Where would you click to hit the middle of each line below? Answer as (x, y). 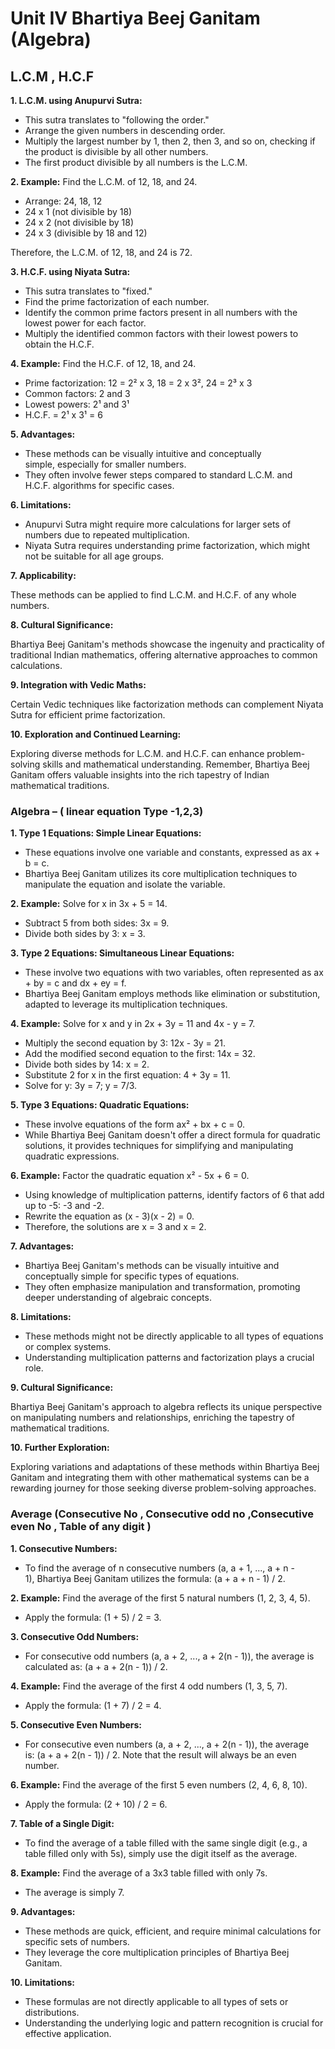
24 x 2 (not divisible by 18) (79, 222)
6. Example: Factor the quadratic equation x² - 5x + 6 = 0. (130, 1176)
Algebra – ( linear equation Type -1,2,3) (107, 811)
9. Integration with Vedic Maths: (78, 685)
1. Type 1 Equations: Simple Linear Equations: (106, 833)
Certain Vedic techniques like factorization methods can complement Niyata (167, 704)
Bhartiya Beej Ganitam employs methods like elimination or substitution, (172, 994)
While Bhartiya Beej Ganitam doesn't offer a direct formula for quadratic (172, 1135)
